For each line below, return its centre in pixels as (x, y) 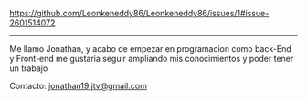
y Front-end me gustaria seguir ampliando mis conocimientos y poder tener (152, 59)
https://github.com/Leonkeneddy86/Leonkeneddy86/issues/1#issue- (139, 13)
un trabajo (29, 68)
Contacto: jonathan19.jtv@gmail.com (79, 86)
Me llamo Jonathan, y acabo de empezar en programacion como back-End (150, 49)
